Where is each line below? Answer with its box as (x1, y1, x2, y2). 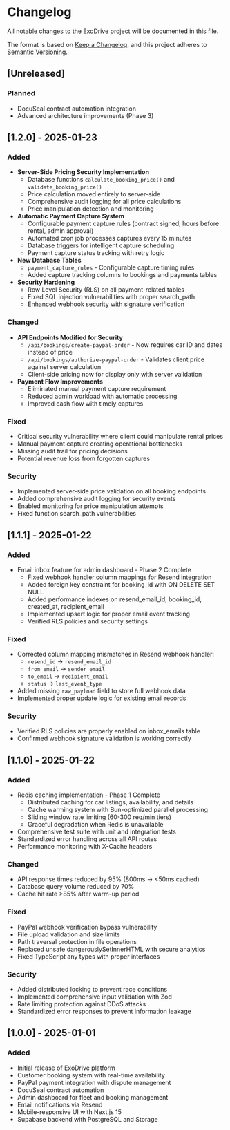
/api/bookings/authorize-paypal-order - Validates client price (27, 355, 205, 364)
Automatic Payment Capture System (17, 212, 125, 220)
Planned (7, 88, 36, 98)
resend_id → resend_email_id (27, 657, 112, 666)
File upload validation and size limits (17, 930, 120, 939)
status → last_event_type (27, 679, 102, 688)
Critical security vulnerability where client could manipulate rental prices (17, 432, 223, 440)
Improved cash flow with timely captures (27, 399, 144, 408)
